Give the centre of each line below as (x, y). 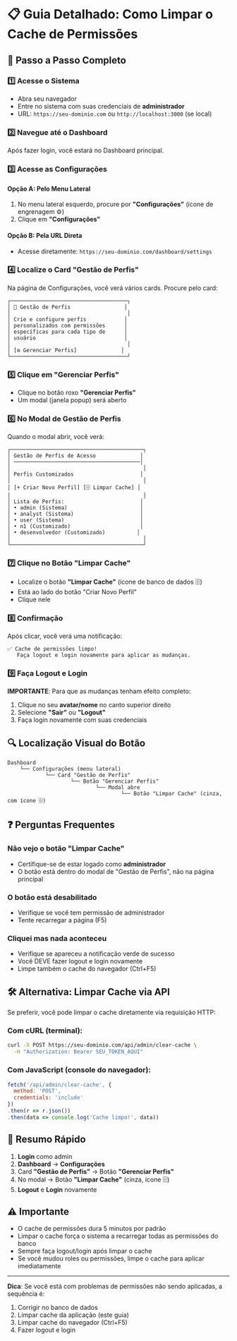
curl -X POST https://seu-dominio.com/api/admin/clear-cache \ (102, 1045)
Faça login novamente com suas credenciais (82, 720)
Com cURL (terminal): (45, 1030)
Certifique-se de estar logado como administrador (91, 864)
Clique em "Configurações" (59, 220)
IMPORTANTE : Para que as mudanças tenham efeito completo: (99, 691)
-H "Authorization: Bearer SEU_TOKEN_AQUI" (78, 1052)
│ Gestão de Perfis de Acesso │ (75, 456)
